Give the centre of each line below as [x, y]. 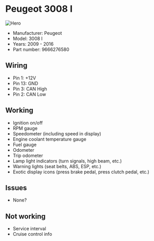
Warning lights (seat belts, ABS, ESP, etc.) [57, 166]
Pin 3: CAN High [30, 89]
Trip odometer [28, 155]
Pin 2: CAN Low [29, 94]
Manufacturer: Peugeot [37, 33]
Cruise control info [32, 234]
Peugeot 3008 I [39, 9]
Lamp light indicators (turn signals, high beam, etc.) [67, 161]
